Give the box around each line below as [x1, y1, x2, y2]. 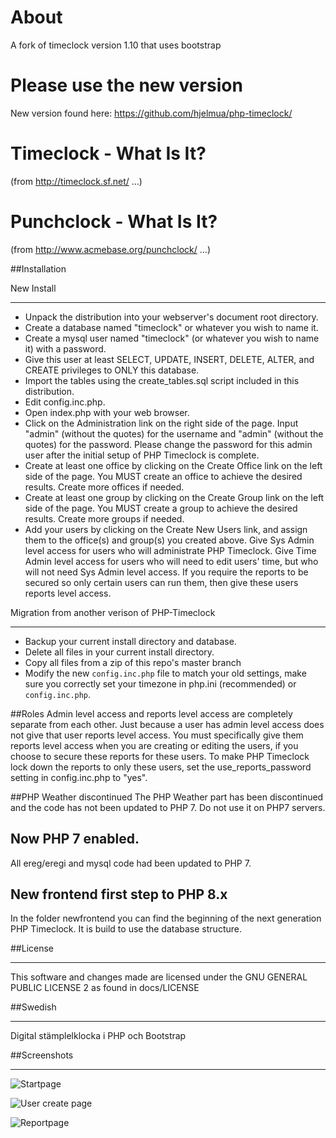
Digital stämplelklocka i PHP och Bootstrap [10, 1030, 187, 1042]
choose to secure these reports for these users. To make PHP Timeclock [10, 750, 310, 762]
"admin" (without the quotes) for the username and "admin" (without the [24, 427, 324, 440]
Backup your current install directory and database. [24, 635, 237, 647]
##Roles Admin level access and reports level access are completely [10, 707, 293, 720]
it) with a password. [24, 342, 107, 355]
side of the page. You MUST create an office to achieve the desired [24, 470, 303, 482]
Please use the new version [10, 74, 243, 97]
